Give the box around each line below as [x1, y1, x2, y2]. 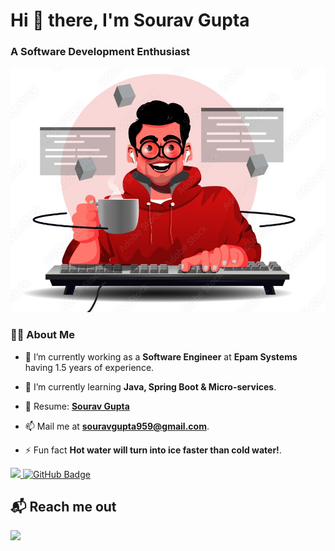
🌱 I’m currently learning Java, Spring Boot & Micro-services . [24, 380, 277, 393]
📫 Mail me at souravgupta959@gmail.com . [24, 420, 210, 432]
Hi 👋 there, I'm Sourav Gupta [10, 9, 250, 32]
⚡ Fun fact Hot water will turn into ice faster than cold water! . [24, 444, 282, 456]
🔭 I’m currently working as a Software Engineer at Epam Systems [24, 350, 298, 363]
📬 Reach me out [10, 499, 117, 516]
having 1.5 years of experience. [24, 361, 155, 373]
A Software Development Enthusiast [10, 45, 191, 59]
